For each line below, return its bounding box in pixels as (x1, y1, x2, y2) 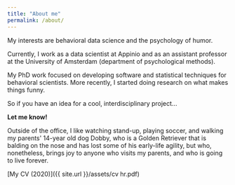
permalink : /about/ (7, 17, 65, 24)
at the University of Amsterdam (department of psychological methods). (7, 57, 216, 65)
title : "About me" (7, 10, 61, 18)
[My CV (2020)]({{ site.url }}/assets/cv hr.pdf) (7, 170, 140, 178)
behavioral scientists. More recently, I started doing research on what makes (7, 78, 229, 86)
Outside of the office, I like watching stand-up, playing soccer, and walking (7, 126, 224, 135)
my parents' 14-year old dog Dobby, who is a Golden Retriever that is (7, 134, 207, 142)
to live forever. (7, 156, 49, 165)
